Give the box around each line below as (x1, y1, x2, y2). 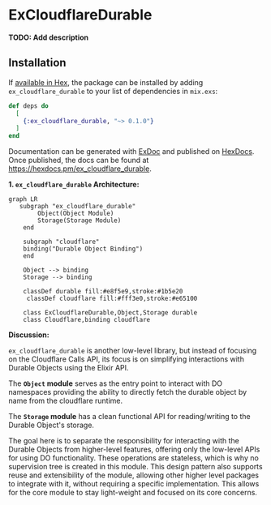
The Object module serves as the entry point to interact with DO (8, 379, 223, 388)
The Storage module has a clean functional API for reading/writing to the (8, 412, 251, 422)
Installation (8, 56, 67, 70)
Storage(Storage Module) (37, 216, 122, 225)
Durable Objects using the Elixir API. (8, 363, 129, 373)
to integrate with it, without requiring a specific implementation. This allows (8, 479, 260, 489)
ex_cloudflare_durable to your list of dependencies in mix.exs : (8, 86, 218, 96)
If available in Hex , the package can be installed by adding (8, 77, 204, 87)
